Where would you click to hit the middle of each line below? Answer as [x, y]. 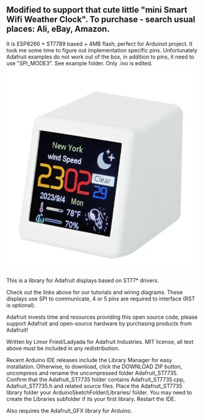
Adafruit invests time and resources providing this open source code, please [102, 317]
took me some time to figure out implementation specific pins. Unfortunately [102, 50]
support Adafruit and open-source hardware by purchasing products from [99, 324]
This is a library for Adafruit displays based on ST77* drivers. [83, 280]
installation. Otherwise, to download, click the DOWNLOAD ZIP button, [94, 367]
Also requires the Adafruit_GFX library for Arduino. [69, 411]
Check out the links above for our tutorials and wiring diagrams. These [95, 293]
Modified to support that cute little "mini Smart [97, 10]
